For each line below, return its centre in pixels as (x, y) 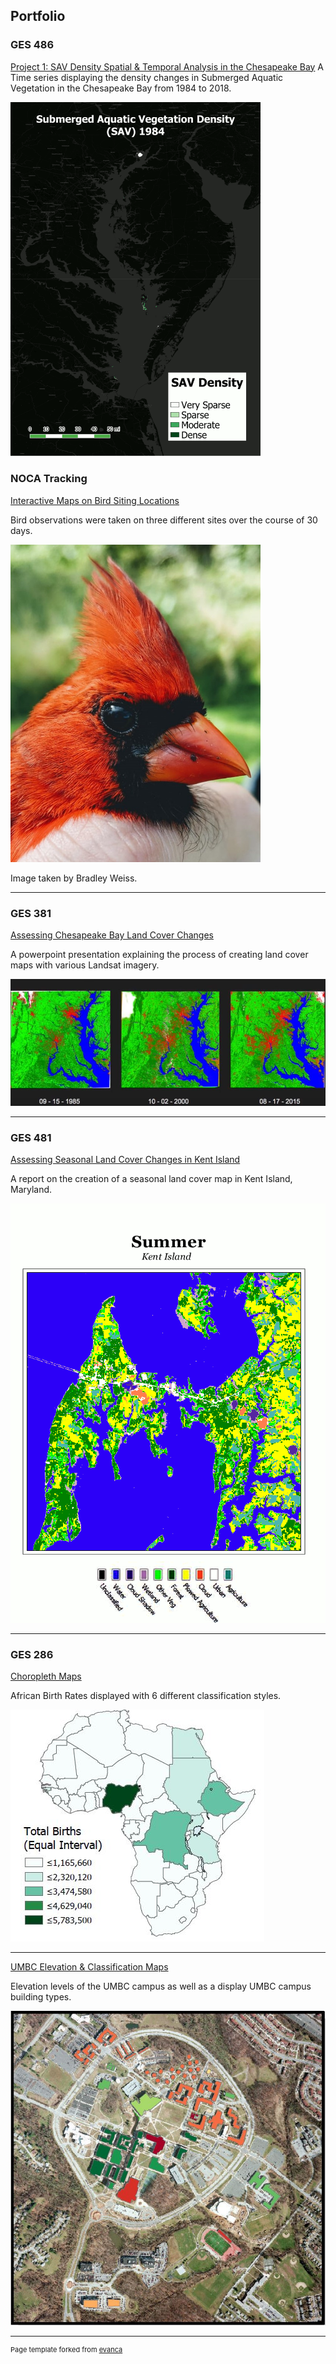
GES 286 (32, 1654)
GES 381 (31, 914)
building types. (41, 1997)
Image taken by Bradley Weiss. (74, 878)
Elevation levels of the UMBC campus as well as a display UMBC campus (161, 1986)
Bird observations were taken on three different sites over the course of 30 (164, 520)
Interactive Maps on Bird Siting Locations (95, 500)
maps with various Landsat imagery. (85, 965)
